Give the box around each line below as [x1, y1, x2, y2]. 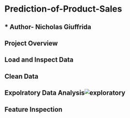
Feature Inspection [4, 105, 63, 114]
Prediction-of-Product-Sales [4, 3, 122, 15]
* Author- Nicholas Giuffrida [4, 23, 91, 31]
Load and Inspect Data [4, 56, 73, 64]
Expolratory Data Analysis [4, 89, 85, 97]
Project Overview [4, 39, 58, 47]
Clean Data [4, 72, 39, 81]
